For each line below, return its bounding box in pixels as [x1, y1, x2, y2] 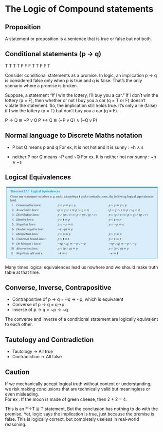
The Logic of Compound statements [5, 3, 154, 15]
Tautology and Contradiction [5, 335, 94, 344]
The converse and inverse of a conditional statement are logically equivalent [5, 316, 158, 322]
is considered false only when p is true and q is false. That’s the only [5, 77, 143, 83]
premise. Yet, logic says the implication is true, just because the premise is [5, 411, 155, 417]
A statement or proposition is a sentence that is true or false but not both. [5, 36, 152, 41]
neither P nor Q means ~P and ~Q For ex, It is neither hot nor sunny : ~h [12, 154, 157, 160]
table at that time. [5, 269, 40, 275]
